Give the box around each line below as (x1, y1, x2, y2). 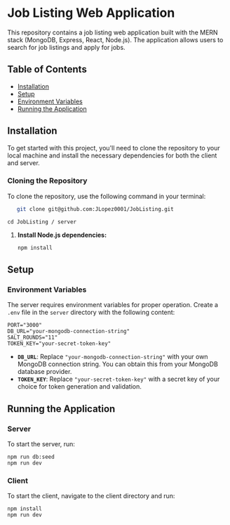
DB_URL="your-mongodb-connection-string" (7, 328, 130, 335)
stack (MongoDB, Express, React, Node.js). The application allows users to (7, 35, 224, 44)
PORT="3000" (7, 322, 42, 329)
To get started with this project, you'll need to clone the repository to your (7, 143, 220, 152)
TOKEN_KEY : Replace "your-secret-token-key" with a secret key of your (17, 375, 220, 384)
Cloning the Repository (7, 176, 88, 186)
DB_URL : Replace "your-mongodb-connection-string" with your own (17, 353, 208, 361)
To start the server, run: (7, 439, 76, 448)
